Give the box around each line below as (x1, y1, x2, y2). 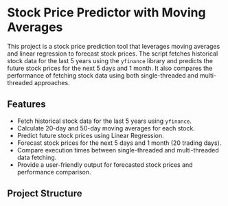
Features (7, 98, 46, 111)
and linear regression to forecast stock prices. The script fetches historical (7, 49, 218, 58)
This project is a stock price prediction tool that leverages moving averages (7, 42, 220, 50)
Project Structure (7, 187, 82, 200)
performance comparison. (16, 168, 91, 176)
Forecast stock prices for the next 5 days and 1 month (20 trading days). (16, 139, 222, 147)
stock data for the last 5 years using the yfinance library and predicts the (7, 56, 213, 65)
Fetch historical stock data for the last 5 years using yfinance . (16, 117, 192, 125)
